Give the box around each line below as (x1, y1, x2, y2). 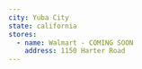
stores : (8, 30, 38, 39)
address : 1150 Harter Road (24, 47, 126, 56)
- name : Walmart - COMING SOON (16, 38, 134, 47)
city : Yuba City (8, 13, 69, 22)
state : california (8, 22, 77, 30)
